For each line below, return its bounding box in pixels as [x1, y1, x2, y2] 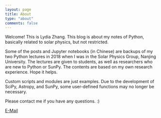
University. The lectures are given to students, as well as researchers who [5, 59, 153, 65]
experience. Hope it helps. [5, 69, 58, 75]
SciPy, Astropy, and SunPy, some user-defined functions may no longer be [5, 84, 154, 90]
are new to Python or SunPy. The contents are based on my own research [5, 64, 153, 70]
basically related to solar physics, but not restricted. [5, 39, 109, 45]
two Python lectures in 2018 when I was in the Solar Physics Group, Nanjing [5, 54, 156, 60]
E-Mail [5, 108, 18, 114]
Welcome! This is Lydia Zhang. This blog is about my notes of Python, [5, 34, 145, 40]
